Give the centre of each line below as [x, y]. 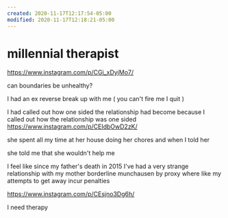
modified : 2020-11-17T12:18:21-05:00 [61, 20]
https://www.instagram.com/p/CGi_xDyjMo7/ [71, 72]
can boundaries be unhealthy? [50, 85]
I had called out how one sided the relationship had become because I [106, 112]
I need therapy [28, 207]
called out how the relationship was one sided [72, 120]
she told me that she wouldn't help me [61, 153]
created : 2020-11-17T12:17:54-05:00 [59, 13]
